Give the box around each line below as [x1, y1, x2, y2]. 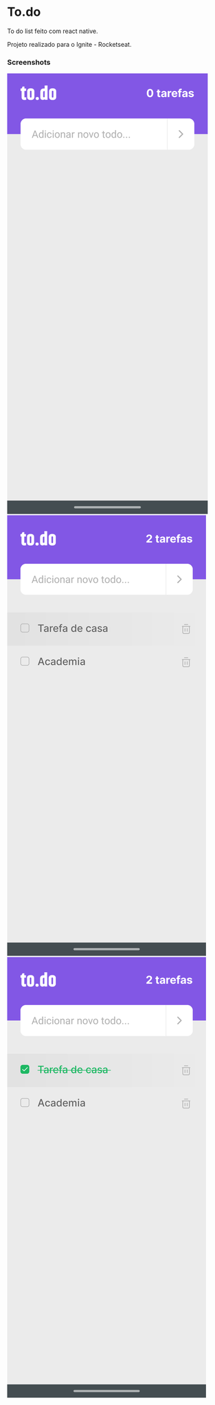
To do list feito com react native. [7, 27, 98, 35]
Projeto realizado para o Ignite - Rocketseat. [7, 40, 132, 48]
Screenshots [7, 57, 51, 67]
